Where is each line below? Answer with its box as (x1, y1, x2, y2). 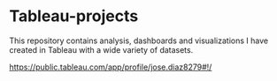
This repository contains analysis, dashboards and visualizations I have (9, 35, 268, 46)
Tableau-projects (9, 6, 139, 26)
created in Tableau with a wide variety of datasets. (9, 44, 194, 55)
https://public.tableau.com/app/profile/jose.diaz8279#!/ (9, 62, 212, 72)
